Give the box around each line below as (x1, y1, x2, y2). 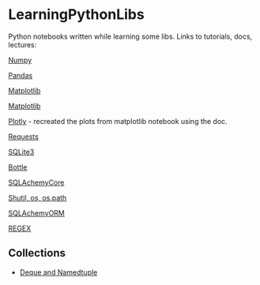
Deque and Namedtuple (19, 267, 98, 277)
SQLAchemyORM (8, 208, 65, 218)
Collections (8, 246, 66, 260)
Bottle (8, 162, 28, 171)
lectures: (8, 39, 37, 49)
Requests (8, 132, 40, 141)
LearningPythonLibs (8, 6, 145, 24)
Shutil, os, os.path (8, 193, 67, 202)
